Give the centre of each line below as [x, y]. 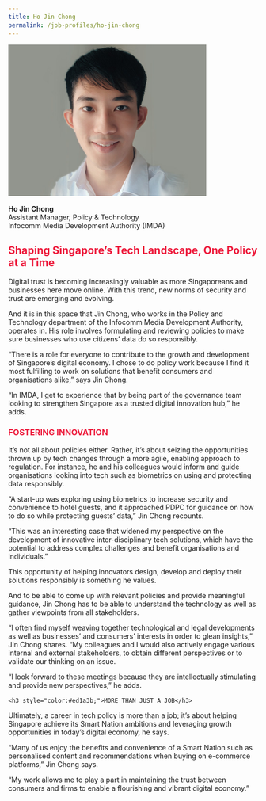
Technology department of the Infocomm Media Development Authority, [126, 322]
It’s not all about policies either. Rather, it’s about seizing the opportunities [128, 450]
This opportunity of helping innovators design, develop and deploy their [125, 571]
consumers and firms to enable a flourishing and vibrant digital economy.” [129, 788]
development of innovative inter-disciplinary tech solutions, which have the [131, 540]
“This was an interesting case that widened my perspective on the [116, 531]
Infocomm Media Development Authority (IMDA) [87, 225]
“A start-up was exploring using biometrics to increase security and [118, 498]
